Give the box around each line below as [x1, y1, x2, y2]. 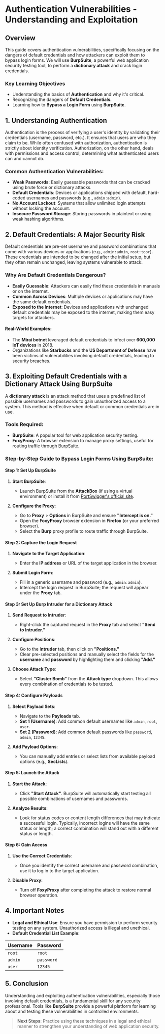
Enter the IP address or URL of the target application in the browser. [19, 560, 158, 566]
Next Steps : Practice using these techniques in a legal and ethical [17, 1018, 151, 1024]
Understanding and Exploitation [5, 14, 138, 25]
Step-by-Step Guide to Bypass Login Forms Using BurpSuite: [5, 455, 154, 462]
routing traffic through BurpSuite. [12, 443, 80, 449]
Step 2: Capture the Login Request [5, 539, 77, 545]
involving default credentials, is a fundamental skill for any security [5, 998, 141, 1004]
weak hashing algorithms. [12, 216, 65, 222]
